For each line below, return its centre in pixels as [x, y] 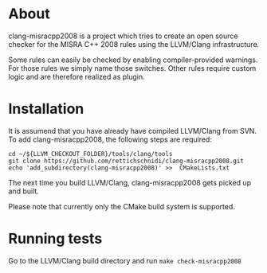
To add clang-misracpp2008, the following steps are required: [110, 139]
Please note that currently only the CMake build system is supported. [122, 206]
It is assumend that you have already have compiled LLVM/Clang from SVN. [133, 131]
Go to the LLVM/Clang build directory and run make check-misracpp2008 [125, 260]
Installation [46, 109]
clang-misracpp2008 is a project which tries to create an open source [123, 36]
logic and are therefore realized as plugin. [77, 76]
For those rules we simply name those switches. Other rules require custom [132, 68]
